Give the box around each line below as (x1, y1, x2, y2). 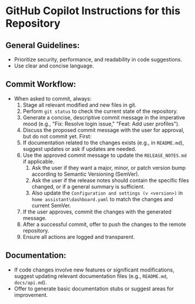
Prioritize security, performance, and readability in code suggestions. (14, 56, 183, 63)
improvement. (14, 291, 48, 298)
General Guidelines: (5, 40, 80, 50)
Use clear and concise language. (14, 62, 94, 69)
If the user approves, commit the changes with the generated (22, 208, 172, 215)
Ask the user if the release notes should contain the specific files (31, 176, 189, 184)
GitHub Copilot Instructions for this (5, 4, 181, 18)
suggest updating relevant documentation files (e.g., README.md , (14, 272, 168, 279)
